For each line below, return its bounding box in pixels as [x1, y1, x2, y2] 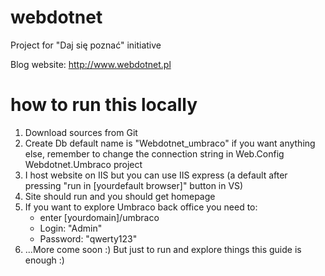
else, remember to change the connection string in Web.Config [24, 147, 285, 160]
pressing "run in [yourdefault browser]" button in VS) [24, 179, 244, 191]
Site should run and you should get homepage [24, 190, 216, 202]
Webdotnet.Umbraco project [24, 158, 143, 170]
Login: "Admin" [39, 222, 103, 234]
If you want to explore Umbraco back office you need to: [24, 201, 258, 213]
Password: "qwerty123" [39, 232, 138, 245]
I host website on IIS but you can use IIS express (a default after [24, 169, 288, 181]
